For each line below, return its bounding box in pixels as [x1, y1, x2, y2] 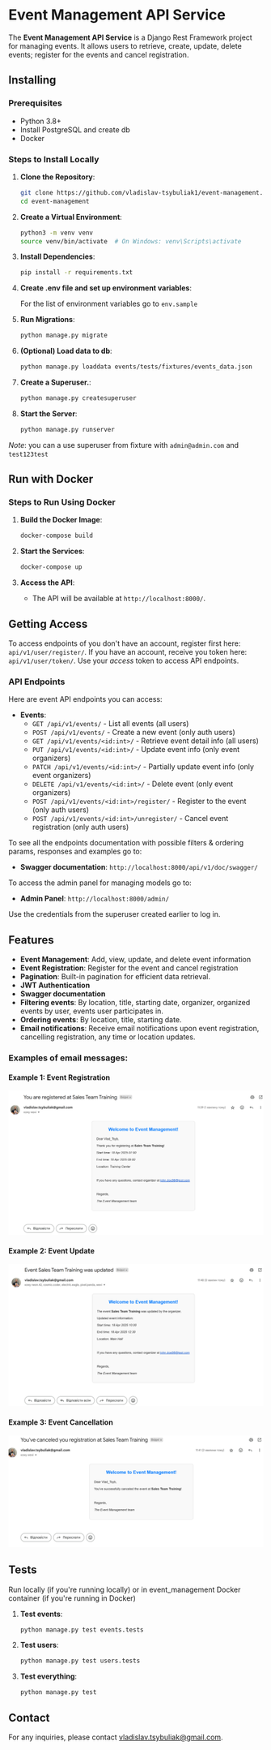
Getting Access [8, 617, 88, 630]
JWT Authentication [19, 980, 91, 991]
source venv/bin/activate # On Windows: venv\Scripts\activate [19, 237, 242, 245]
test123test [8, 450, 49, 458]
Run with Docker [8, 472, 94, 486]
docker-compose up [19, 563, 83, 571]
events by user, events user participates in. [19, 1006, 164, 1016]
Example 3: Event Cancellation [8, 1417, 113, 1427]
